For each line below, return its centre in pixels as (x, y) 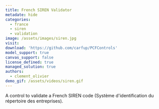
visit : (12, 43)
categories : (18, 19)
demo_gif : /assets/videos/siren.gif (44, 81)
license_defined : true (29, 62)
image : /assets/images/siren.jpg (41, 39)
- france (19, 24)
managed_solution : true (31, 67)
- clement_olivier (30, 76)
